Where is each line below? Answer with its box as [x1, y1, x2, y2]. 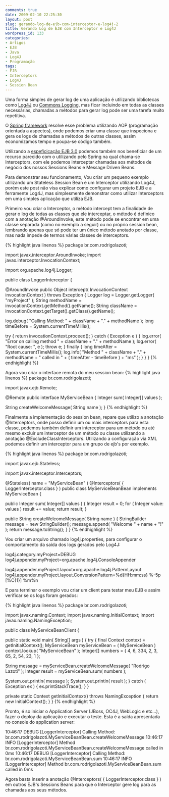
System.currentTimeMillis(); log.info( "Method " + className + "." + [5, 349, 146, 355]
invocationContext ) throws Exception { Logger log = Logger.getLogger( [5, 291, 155, 298]
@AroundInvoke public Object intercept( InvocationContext [5, 286, 128, 292]
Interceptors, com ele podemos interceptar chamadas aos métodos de [5, 159, 152, 165]
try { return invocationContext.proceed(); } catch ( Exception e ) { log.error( [5, 333, 161, 339]
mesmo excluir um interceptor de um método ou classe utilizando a [5, 430, 145, 436]
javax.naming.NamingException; [5, 617, 72, 623]
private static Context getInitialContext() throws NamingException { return [5, 693, 159, 699]
